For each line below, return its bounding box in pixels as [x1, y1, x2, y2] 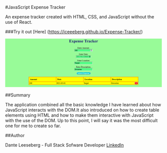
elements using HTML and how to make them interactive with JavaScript [5, 112, 154, 118]
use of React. [5, 19, 32, 25]
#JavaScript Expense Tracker [5, 4, 66, 10]
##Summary [5, 92, 31, 98]
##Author [5, 133, 25, 139]
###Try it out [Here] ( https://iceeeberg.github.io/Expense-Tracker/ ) [5, 29, 143, 34]
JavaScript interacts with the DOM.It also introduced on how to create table [5, 107, 160, 113]
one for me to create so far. [5, 123, 61, 129]
